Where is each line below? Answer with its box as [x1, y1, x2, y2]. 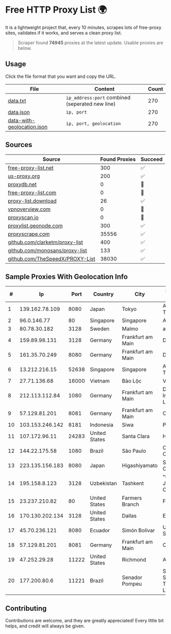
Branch [122, 501, 139, 508]
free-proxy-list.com [8, 189, 57, 196]
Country [93, 291, 114, 298]
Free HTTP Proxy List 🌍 [5, 4, 107, 16]
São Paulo [122, 447, 147, 454]
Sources [5, 140, 33, 149]
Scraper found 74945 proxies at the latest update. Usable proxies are [17, 39, 164, 46]
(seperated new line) [66, 100, 116, 107]
